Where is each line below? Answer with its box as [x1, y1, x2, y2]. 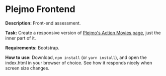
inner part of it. [5, 35, 36, 41]
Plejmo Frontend [5, 3, 75, 15]
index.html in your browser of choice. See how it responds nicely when [5, 59, 152, 65]
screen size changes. [5, 65, 49, 71]
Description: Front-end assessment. [5, 20, 81, 26]
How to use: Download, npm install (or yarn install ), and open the [5, 54, 147, 60]
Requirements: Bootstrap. [5, 44, 59, 50]
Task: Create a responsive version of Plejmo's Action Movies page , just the [5, 29, 161, 35]
